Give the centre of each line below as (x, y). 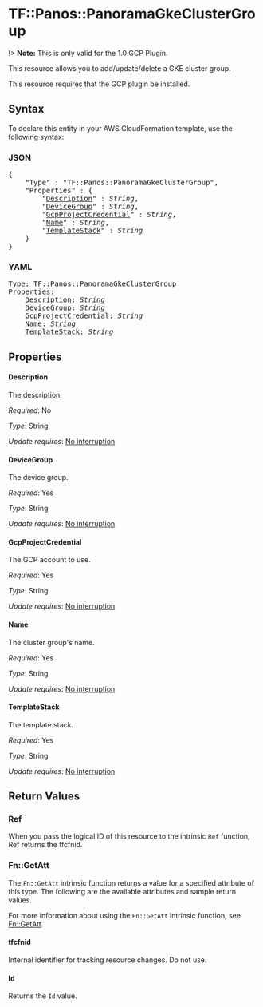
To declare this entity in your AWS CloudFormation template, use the (120, 128)
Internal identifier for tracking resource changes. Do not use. (108, 960)
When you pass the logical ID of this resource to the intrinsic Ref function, (129, 836)
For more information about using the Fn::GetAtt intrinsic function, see (125, 915)
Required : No (30, 410)
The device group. (39, 478)
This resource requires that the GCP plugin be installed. (99, 84)
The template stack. (41, 724)
